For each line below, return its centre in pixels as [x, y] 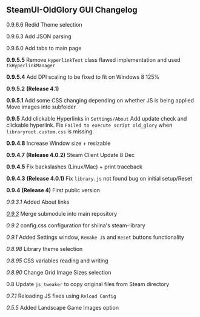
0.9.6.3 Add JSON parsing [39, 36]
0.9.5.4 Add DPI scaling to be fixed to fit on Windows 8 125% [83, 77]
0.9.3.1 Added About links [38, 202]
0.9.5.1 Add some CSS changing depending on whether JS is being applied [100, 100]
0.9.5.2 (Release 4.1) [33, 88]
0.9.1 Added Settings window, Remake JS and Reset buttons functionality [95, 237]
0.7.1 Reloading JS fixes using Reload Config [61, 296]
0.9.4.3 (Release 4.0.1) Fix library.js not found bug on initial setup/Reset [99, 178]
